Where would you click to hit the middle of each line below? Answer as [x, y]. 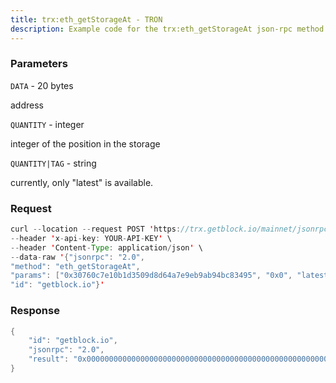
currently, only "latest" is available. [82, 182]
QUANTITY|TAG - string [53, 163]
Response [35, 311]
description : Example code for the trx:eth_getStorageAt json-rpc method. [169, 29]
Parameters [39, 64]
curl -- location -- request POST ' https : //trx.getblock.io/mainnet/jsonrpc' [171, 229]
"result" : [49, 359]
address [27, 105]
